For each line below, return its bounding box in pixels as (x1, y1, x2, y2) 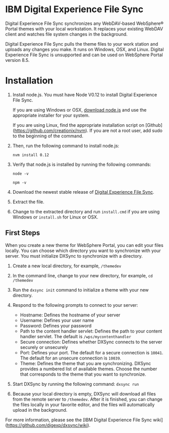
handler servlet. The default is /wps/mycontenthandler (20, 333, 131, 339)
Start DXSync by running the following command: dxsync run (12, 381, 139, 387)
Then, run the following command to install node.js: (12, 142, 120, 149)
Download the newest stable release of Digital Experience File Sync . (12, 189, 154, 195)
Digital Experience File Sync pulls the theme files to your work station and (5, 41, 158, 47)
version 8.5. (5, 57, 30, 63)
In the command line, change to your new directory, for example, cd (12, 272, 153, 278)
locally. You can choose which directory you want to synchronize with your (5, 247, 161, 254)
